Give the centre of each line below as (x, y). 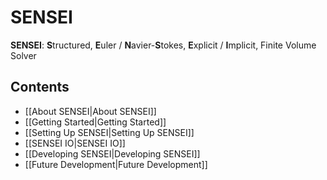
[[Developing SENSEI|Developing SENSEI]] (112, 153)
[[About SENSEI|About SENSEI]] (90, 111)
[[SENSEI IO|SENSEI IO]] (75, 143)
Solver (23, 55)
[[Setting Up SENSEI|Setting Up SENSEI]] (109, 132)
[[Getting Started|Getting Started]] (95, 122)
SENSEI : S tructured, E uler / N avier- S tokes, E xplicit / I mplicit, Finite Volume (163, 45)
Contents (40, 87)
